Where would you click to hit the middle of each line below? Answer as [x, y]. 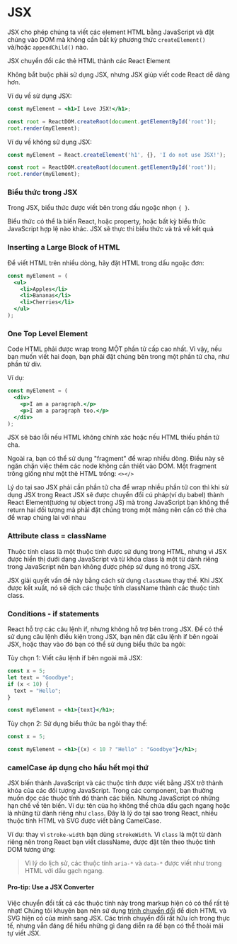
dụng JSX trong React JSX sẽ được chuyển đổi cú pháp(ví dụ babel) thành [116, 495]
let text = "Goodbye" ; [41, 677]
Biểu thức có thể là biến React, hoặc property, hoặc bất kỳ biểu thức [107, 221]
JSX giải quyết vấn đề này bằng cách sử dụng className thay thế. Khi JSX [115, 580]
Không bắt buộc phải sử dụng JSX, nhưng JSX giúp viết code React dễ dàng [118, 74]
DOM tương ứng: [31, 850]
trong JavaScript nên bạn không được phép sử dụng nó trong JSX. [104, 566]
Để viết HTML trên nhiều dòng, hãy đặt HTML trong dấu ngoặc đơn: [106, 262]
